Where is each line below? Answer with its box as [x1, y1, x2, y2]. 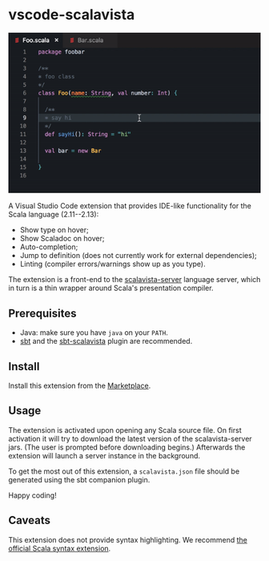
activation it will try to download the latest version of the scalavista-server [8, 434, 252, 443]
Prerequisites [8, 306, 77, 320]
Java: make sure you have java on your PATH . [19, 328, 168, 337]
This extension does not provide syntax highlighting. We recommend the [8, 535, 248, 544]
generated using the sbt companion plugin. [8, 474, 151, 484]
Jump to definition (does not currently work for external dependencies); [19, 251, 258, 260]
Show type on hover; [19, 225, 90, 235]
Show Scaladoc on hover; [19, 234, 105, 244]
